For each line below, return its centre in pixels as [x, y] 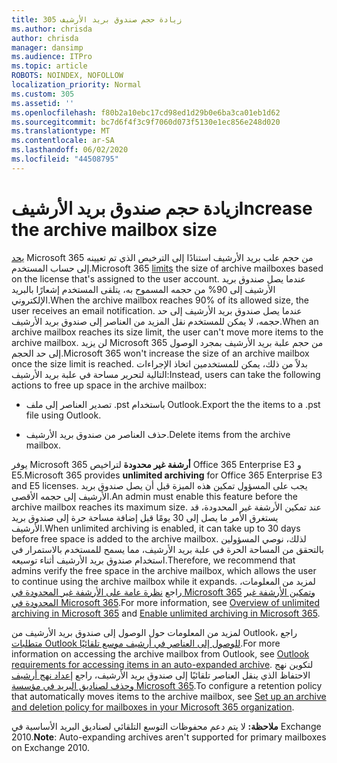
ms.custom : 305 [43, 94]
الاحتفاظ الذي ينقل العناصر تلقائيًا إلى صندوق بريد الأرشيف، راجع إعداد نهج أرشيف [161, 675]
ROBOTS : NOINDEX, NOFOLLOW [67, 76]
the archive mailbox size [114, 229]
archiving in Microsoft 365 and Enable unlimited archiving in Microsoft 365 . [166, 613]
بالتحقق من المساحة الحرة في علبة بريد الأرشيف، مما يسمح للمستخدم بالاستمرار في [167, 549]
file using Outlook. [63, 415]
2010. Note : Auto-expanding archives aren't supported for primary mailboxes [169, 737]
